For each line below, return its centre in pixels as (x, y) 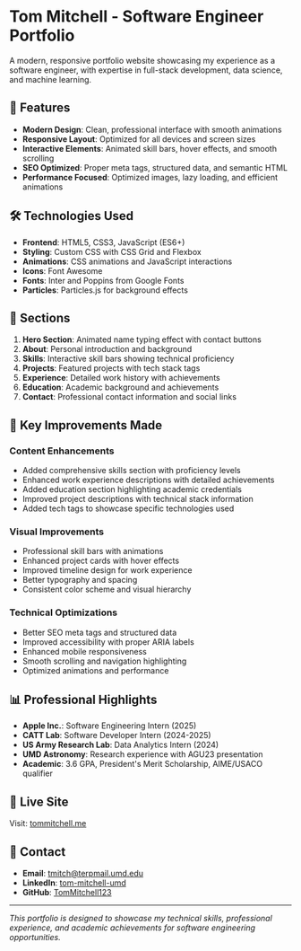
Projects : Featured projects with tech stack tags (111, 368)
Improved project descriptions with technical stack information (138, 499)
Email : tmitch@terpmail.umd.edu (83, 874)
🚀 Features (40, 108)
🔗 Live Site (39, 801)
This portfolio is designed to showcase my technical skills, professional (141, 919)
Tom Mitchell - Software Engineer (137, 17)
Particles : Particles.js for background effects (105, 290)
